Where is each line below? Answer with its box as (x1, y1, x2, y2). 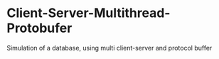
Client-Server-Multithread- (6, 5, 171, 21)
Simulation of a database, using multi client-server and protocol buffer (6, 43, 213, 52)
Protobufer (6, 20, 73, 36)
